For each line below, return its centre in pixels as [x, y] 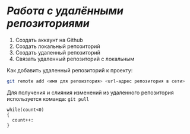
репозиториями [48, 23]
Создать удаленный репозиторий [58, 52]
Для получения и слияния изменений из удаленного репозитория [90, 92]
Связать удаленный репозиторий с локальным [75, 59]
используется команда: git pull [48, 98]
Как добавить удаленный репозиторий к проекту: [70, 70]
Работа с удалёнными [65, 11]
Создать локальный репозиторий [58, 46]
